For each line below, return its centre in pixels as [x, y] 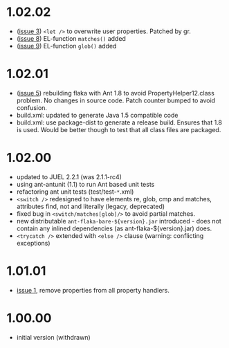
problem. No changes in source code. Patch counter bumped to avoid [116, 100]
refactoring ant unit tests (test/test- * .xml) [75, 192]
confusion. [32, 107]
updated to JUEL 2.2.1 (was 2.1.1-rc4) [69, 176]
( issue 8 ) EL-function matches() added [71, 38]
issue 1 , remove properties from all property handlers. [93, 290]
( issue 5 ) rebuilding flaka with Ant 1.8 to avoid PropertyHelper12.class [116, 93]
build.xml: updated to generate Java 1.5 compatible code [97, 115]
